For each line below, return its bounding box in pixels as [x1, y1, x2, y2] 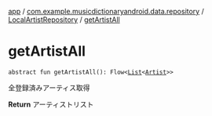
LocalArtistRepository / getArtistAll [8, 15, 120, 24]
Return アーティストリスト [8, 100, 94, 109]
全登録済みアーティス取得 [8, 82, 90, 92]
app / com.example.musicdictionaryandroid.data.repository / [8, 7, 204, 16]
